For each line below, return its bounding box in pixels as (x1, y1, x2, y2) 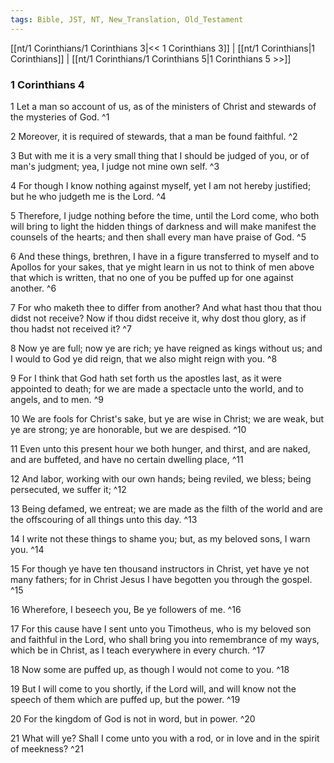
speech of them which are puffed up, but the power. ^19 (10, 693, 241, 705)
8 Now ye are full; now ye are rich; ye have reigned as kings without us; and (10, 342, 323, 354)
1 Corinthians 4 (10, 77, 85, 91)
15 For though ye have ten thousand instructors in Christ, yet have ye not (10, 562, 310, 575)
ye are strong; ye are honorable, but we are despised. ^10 (10, 423, 247, 435)
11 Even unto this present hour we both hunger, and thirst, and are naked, (10, 442, 311, 455)
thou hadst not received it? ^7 (10, 322, 132, 335)
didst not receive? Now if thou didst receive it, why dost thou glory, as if (10, 312, 307, 324)
